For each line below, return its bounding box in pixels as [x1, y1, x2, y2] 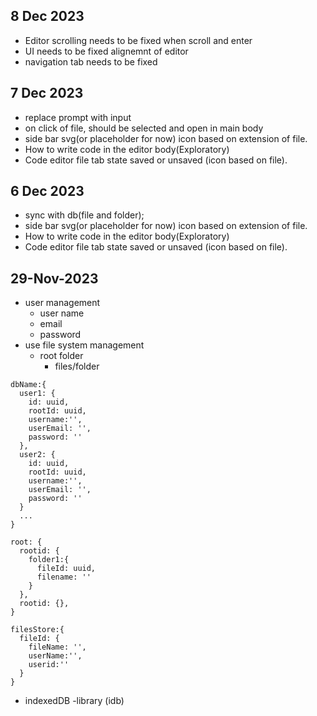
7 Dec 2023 [10, 85, 84, 102]
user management [24, 297, 101, 309]
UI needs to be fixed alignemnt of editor [24, 45, 189, 57]
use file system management [24, 339, 145, 351]
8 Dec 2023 [10, 8, 85, 25]
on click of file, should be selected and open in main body [24, 122, 264, 134]
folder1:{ [28, 555, 70, 565]
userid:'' [28, 660, 70, 670]
